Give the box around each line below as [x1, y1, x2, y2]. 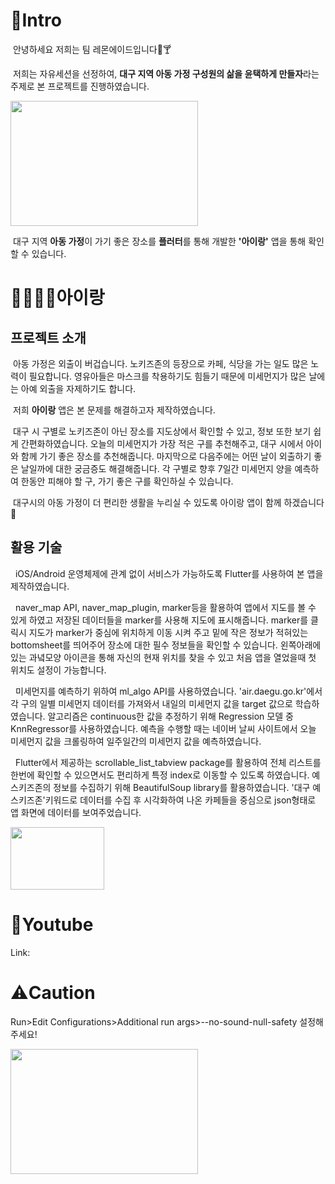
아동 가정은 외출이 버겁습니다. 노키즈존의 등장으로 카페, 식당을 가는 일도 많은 [12, 357, 309, 369]
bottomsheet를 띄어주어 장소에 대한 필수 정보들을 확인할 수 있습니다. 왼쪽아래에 [10, 639, 322, 651]
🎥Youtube [10, 913, 94, 936]
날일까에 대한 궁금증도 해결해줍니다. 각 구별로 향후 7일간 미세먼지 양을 [20, 462, 293, 474]
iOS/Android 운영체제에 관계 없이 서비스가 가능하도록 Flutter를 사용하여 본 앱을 [14, 567, 324, 579]
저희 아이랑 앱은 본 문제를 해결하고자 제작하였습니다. [12, 404, 216, 416]
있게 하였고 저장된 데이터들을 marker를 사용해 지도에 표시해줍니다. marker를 [10, 614, 309, 626]
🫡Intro [10, 9, 62, 32]
